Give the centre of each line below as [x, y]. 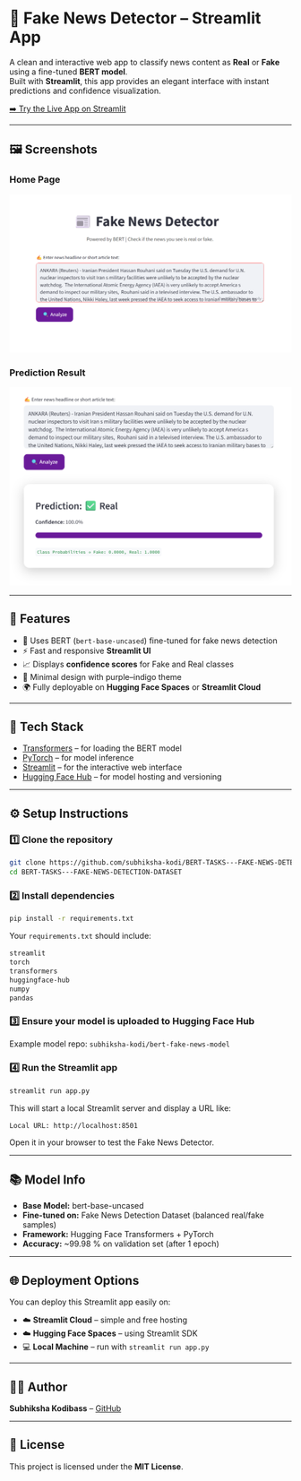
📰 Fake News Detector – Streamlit [135, 18]
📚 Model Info [47, 1180]
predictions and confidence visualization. [85, 90]
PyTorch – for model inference [78, 758]
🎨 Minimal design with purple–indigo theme [102, 676]
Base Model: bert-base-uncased [83, 1206]
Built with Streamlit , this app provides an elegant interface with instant [139, 81]
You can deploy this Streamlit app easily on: [90, 1302]
